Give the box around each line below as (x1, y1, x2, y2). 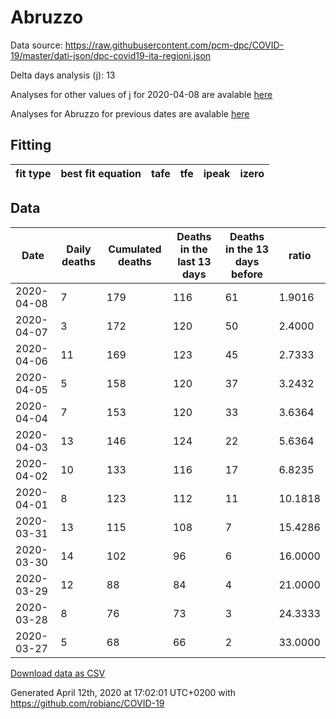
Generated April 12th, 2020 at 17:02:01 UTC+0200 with (10, 686, 237, 698)
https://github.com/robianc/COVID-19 (10, 697, 165, 709)
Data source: (10, 39, 63, 51)
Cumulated (108, 242, 162, 256)
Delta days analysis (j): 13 (10, 69, 116, 81)
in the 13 (225, 242, 270, 256)
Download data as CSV (10, 667, 106, 679)
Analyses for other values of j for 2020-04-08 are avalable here (10, 88, 273, 100)
